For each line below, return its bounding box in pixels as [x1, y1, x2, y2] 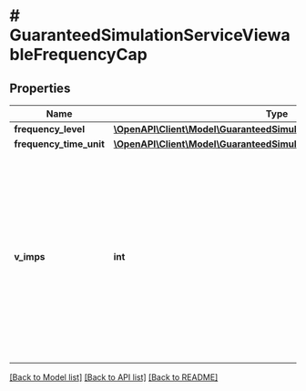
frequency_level [14, 123, 85, 135]
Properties [9, 80, 71, 96]
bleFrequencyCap [9, 45, 148, 65]
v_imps [14, 251, 46, 262]
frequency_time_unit [14, 138, 105, 150]
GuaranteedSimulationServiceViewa [9, 25, 291, 46]
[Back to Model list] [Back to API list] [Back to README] [9, 372, 219, 383]
